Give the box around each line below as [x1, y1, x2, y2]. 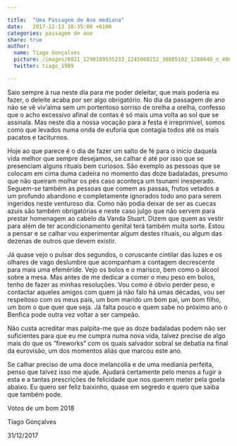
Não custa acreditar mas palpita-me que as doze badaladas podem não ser [7, 324, 227, 332]
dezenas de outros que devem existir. [7, 236, 116, 245]
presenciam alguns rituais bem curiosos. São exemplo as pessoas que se [7, 162, 221, 170]
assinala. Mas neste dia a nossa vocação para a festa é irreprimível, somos [7, 118, 226, 126]
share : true [7, 36, 42, 43]
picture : [13, 56, 39, 64]
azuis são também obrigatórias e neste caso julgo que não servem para [7, 206, 216, 215]
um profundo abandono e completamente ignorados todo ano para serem [7, 191, 221, 200]
